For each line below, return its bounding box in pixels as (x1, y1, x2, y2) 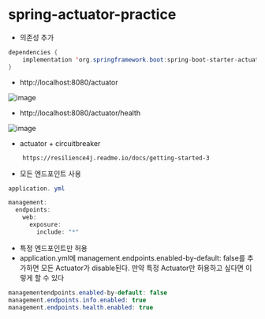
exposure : (28, 221, 62, 229)
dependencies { (8, 48, 58, 56)
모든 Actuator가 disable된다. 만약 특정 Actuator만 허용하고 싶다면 (40, 263, 244, 272)
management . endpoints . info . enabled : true (8, 296, 147, 304)
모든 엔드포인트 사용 (19, 168, 81, 178)
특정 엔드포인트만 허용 (19, 243, 88, 253)
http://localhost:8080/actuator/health (19, 108, 140, 118)
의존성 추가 (19, 32, 54, 42)
